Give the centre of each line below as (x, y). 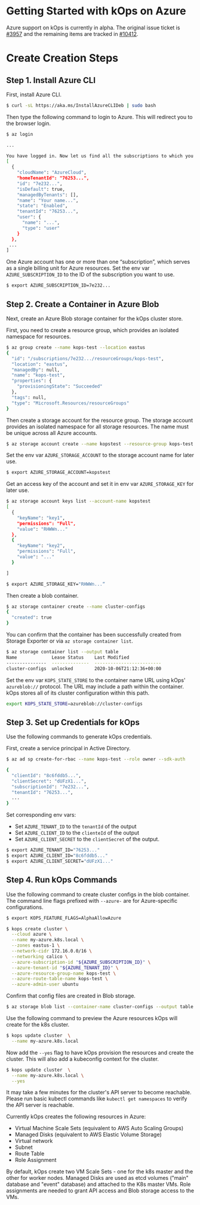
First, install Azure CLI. (34, 95)
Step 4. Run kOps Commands (62, 880)
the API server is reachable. (40, 1105)
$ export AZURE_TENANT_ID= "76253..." (53, 850)
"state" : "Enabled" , (42, 206)
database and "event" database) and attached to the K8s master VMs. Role (99, 1184)
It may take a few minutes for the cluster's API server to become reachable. (99, 1093)
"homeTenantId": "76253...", (53, 178)
